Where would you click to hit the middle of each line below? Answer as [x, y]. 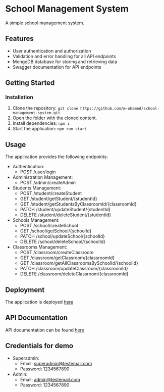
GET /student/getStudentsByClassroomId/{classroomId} [78, 204]
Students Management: [37, 188]
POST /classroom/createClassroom [57, 253]
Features [19, 39]
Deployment [25, 290]
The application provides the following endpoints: [57, 157]
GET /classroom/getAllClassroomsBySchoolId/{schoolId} [79, 263]
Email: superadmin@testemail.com [56, 363]
